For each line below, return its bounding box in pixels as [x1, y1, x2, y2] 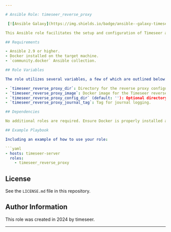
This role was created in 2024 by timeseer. [5, 216, 95, 222]
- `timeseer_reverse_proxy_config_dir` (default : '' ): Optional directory [5, 95, 167, 100]
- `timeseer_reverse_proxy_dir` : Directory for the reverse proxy [5, 86, 149, 91]
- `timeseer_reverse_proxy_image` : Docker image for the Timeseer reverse [5, 90, 167, 96]
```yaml [5, 146, 22, 151]
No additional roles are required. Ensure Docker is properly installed [5, 118, 163, 124]
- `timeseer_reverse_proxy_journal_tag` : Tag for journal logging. [5, 100, 152, 105]
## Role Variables [5, 67, 44, 72]
